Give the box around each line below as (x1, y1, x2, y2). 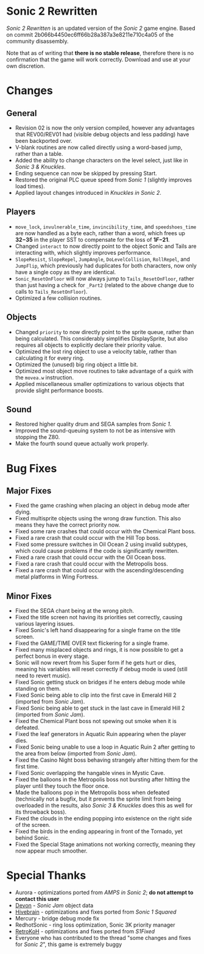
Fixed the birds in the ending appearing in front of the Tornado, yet (15, 828, 183, 835)
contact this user (15, 895, 60, 903)
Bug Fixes (6, 461, 57, 475)
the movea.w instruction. (15, 374, 74, 381)
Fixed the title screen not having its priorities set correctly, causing (15, 614, 183, 621)
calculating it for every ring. (15, 354, 85, 362)
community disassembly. (6, 37, 69, 45)
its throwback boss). (15, 808, 67, 816)
